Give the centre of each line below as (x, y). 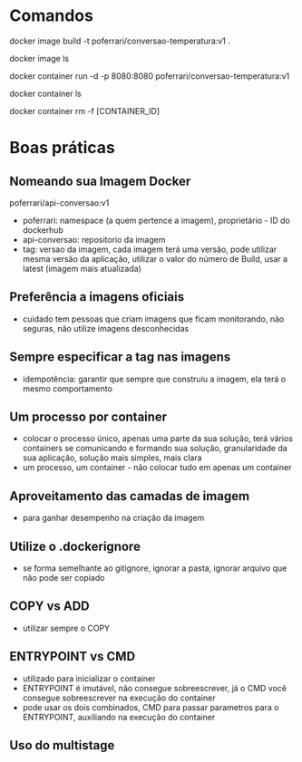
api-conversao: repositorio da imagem (94, 239)
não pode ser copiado (63, 578)
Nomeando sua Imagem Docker (100, 181)
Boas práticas (62, 148)
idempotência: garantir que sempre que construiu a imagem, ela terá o (154, 379)
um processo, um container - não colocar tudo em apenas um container (157, 468)
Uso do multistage (62, 745)
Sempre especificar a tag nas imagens (120, 357)
